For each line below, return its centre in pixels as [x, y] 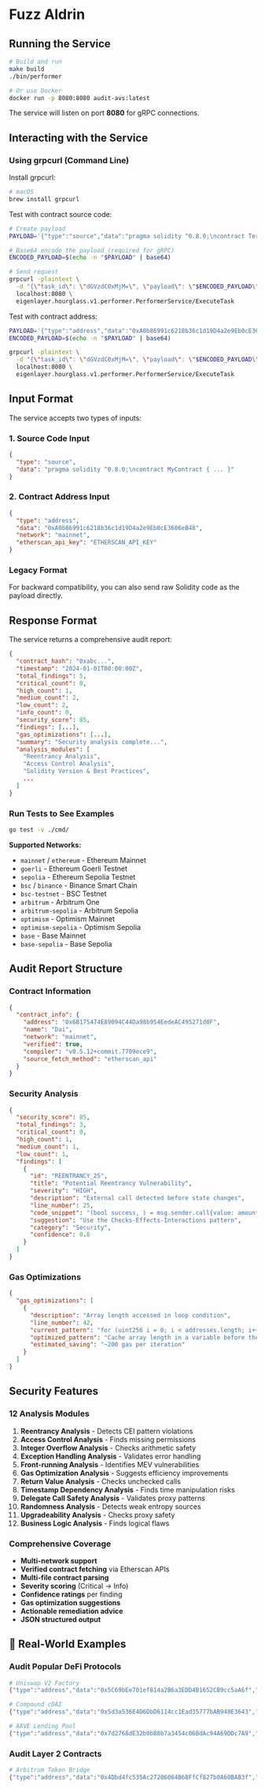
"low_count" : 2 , [42, 705]
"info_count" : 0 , [44, 713]
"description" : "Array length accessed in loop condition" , [130, 1315]
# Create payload [37, 229]
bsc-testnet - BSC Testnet [63, 894]
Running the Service [60, 44]
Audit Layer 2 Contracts [55, 1754]
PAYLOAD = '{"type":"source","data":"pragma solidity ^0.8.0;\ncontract [127, 236]
